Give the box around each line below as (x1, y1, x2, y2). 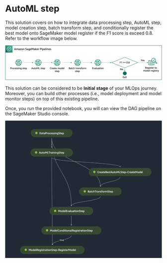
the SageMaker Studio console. (5, 111, 70, 117)
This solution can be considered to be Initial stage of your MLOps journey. (5, 85, 158, 91)
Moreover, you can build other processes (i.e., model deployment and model (5, 91, 162, 97)
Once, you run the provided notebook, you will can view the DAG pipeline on (5, 106, 162, 112)
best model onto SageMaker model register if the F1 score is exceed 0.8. (5, 30, 154, 36)
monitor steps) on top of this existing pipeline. (5, 96, 99, 102)
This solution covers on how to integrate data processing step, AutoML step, (5, 19, 162, 25)
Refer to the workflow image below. (5, 35, 78, 41)
